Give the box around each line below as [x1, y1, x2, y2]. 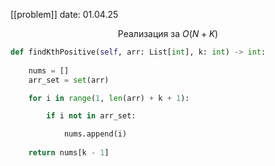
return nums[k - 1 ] [28, 148, 110, 158]
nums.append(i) [63, 129, 128, 139]
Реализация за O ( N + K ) [117, 28, 219, 39]
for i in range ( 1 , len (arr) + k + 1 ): [28, 93, 190, 103]
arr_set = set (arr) [28, 75, 110, 85]
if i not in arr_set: [46, 111, 137, 121]
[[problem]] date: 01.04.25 [10, 9, 119, 20]
